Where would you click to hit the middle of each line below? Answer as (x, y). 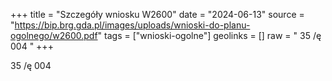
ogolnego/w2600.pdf (54, 35)
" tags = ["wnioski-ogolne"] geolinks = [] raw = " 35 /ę (209, 35)
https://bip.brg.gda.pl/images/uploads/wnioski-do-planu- (132, 25)
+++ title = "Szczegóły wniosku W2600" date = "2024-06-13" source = (157, 14)
